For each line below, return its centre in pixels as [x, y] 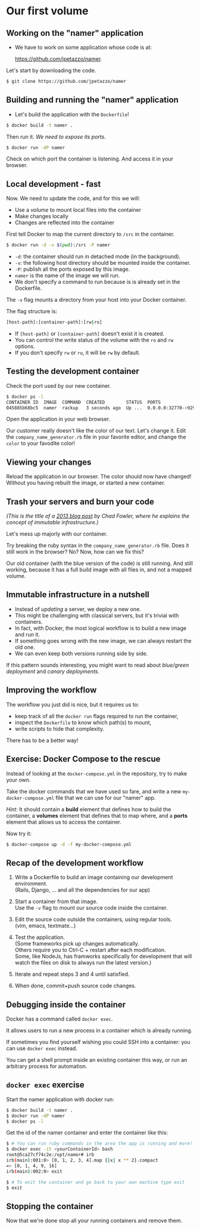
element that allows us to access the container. [64, 822]
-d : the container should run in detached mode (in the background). [98, 256]
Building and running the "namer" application [92, 100]
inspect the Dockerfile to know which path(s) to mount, [83, 722]
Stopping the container [50, 1206]
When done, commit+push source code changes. [75, 986]
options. [25, 346]
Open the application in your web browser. [58, 419]
